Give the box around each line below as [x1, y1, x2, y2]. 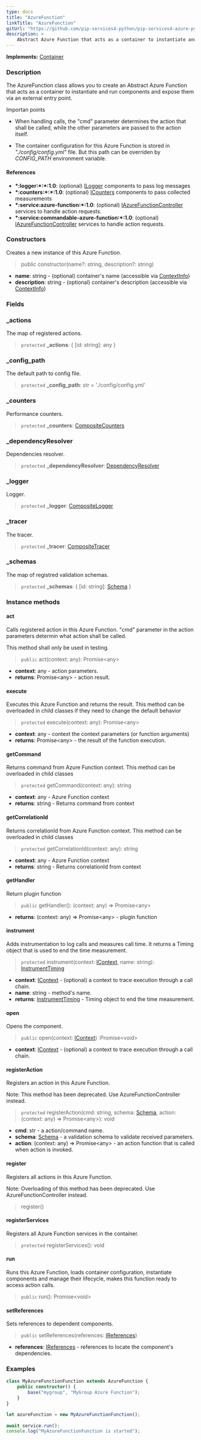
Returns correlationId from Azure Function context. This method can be [6, 827, 182, 834]
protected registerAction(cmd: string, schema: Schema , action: [20, 1109, 176, 1116]
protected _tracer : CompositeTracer [20, 543, 110, 550]
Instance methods [6, 598, 60, 606]
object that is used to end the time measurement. [6, 947, 127, 954]
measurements [14, 194, 52, 202]
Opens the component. [6, 1023, 63, 1030]
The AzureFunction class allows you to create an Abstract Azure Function [6, 82, 187, 89]
